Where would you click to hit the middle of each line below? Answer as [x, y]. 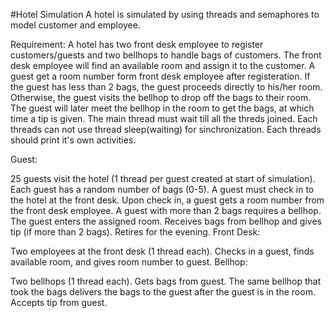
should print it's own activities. [73, 140]
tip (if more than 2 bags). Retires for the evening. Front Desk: [135, 232]
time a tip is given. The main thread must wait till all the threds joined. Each [164, 118]
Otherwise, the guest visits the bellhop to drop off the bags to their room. [161, 97]
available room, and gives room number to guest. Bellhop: [129, 262]
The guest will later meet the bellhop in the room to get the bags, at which [162, 108]
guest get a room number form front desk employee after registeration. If [160, 76]
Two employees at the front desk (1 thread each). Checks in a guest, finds [162, 251]
